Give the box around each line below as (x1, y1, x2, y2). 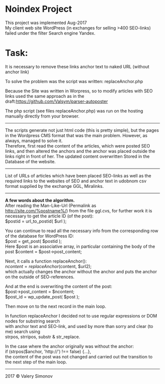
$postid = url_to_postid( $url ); (5, 218, 67, 224)
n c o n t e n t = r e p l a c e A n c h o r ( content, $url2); (5, 263, 92, 269)
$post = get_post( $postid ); (5, 238, 62, 244)
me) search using (5, 328, 41, 334)
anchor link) (5, 69, 29, 75)
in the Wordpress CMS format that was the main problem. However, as (5, 132, 148, 138)
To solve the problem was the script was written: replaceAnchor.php (5, 78, 143, 84)
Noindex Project (5, 3, 72, 15)
